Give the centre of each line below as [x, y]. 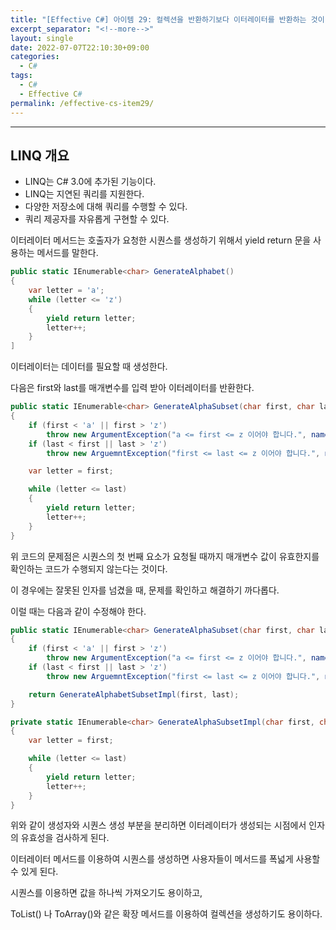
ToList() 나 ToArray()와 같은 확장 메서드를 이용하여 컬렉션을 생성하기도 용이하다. [166, 914]
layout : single [42, 38]
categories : [35, 57]
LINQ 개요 [40, 155]
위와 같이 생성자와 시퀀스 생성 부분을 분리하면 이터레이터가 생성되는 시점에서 [158, 825]
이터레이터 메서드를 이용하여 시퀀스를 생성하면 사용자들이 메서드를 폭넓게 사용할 [165, 859]
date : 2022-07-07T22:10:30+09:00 [80, 47]
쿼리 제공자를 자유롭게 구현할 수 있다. [97, 219]
